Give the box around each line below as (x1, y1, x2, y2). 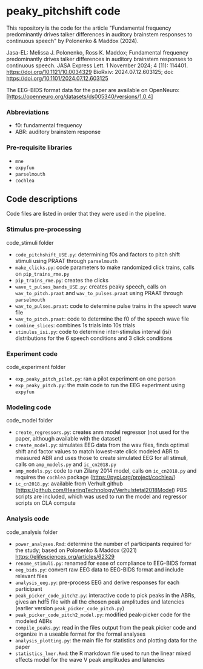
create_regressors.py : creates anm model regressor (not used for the (15, 428, 190, 436)
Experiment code (6, 350, 58, 358)
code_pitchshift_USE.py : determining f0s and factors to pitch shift (15, 250, 181, 258)
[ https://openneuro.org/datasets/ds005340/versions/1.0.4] (6, 93, 153, 100)
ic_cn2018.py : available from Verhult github (15, 480, 123, 487)
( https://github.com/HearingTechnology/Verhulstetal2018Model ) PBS (15, 487, 187, 494)
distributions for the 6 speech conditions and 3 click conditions (15, 334, 173, 342)
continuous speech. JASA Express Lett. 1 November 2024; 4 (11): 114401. (6, 62, 188, 69)
